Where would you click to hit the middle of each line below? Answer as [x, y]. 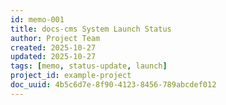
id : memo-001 [37, 19]
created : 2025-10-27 [53, 47]
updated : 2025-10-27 [53, 57]
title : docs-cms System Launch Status [91, 29]
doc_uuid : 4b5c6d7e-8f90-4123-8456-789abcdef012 [113, 85]
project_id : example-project [71, 76]
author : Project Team [55, 38]
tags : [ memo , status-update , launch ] [89, 66]
